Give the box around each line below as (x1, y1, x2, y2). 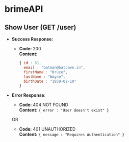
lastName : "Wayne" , (23, 74, 66, 79)
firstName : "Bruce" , (23, 70, 68, 74)
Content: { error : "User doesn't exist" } (19, 107, 109, 113)
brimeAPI (4, 3, 43, 15)
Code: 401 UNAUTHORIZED (19, 126, 76, 132)
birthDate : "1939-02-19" (23, 79, 77, 84)
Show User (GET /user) (4, 23, 77, 32)
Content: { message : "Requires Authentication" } (19, 132, 125, 138)
